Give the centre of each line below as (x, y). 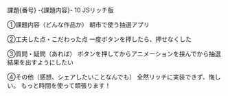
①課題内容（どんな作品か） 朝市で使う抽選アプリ (78, 25)
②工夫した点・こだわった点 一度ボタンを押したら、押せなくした (100, 39)
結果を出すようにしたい (40, 62)
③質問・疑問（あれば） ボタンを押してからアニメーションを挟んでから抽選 (114, 54)
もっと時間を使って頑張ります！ (66, 85)
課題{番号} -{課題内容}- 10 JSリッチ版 (61, 10)
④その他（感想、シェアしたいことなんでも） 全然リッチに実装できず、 (108, 77)
